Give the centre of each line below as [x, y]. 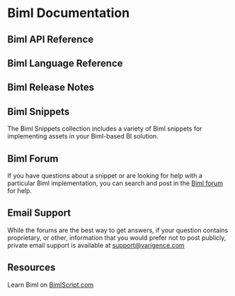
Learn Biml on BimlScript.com [51, 285]
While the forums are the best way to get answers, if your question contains [118, 230]
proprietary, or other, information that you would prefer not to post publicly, [117, 237]
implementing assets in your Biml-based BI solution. [83, 136]
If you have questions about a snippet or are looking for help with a [105, 175]
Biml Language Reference [65, 63]
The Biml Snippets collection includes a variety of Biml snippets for [105, 128]
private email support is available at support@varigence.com [96, 245]
